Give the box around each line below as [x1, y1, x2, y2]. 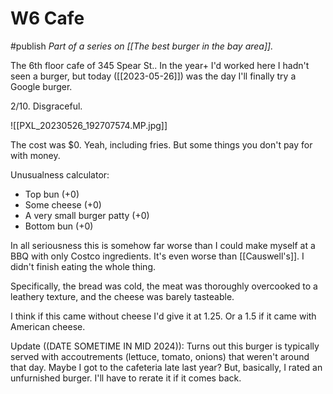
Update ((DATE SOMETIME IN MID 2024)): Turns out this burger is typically [10, 340, 320, 352]
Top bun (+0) [24, 188, 80, 200]
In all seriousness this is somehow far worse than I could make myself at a [10, 239, 316, 251]
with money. [10, 149, 61, 161]
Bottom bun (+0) [24, 220, 94, 232]
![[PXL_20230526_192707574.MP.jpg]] [10, 119, 168, 131]
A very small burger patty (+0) [24, 209, 150, 221]
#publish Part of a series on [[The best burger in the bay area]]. [10, 40, 274, 52]
